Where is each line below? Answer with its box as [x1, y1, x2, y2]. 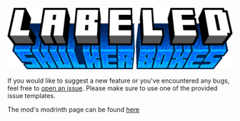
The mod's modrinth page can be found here [7, 105, 140, 114]
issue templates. [7, 91, 56, 100]
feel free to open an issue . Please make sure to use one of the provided [7, 83, 218, 93]
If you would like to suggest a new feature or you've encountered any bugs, [7, 76, 230, 85]
